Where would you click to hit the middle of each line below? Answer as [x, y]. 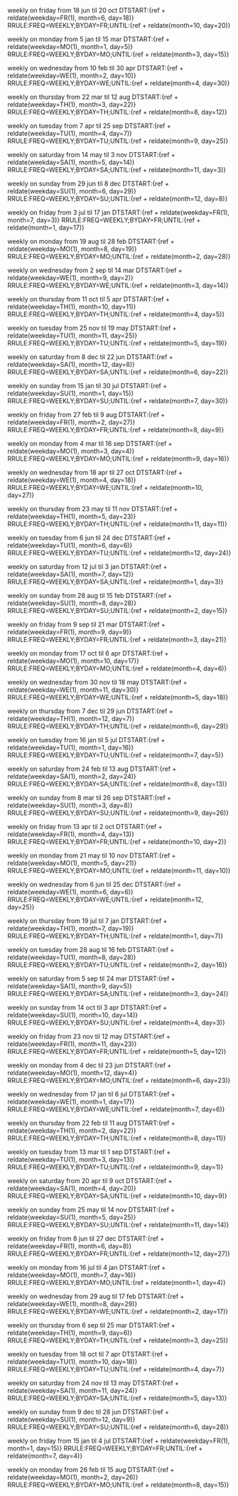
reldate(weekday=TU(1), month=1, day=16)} [71, 747]
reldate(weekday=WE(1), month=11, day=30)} [73, 690]
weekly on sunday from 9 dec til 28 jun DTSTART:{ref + [88, 1412]
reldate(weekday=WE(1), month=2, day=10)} [72, 75]
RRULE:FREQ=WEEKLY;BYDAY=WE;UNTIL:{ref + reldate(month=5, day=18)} [118, 697]
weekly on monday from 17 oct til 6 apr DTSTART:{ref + [88, 653]
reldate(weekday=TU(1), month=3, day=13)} [71, 1159]
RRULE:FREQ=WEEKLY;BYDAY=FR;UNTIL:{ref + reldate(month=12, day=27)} [119, 1254]
